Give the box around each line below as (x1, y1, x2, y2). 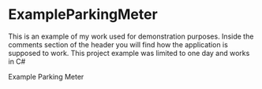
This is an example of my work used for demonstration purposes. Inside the (8, 32, 254, 41)
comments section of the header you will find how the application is (8, 39, 229, 49)
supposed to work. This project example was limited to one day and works (8, 48, 250, 57)
